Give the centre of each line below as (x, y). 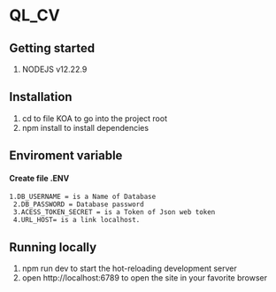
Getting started (52, 48)
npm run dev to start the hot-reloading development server (129, 269)
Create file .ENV (39, 178)
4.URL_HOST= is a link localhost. (77, 220)
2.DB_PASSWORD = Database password (78, 204)
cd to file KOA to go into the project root (95, 118)
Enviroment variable (66, 156)
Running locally (53, 247)
